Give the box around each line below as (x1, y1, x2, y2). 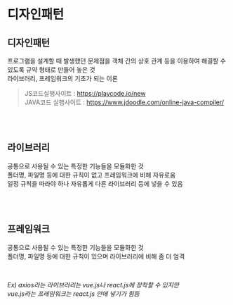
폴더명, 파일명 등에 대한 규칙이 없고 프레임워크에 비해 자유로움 (7, 170, 176, 179)
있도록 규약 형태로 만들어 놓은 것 (7, 66, 96, 74)
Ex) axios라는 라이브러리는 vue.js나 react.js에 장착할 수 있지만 (7, 280, 180, 289)
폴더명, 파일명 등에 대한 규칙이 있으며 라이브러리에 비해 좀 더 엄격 (7, 251, 185, 261)
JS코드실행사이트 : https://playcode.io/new (24, 89, 146, 97)
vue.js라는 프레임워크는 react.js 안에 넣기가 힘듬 (7, 290, 140, 298)
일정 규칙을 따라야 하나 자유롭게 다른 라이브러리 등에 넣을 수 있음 (7, 179, 184, 187)
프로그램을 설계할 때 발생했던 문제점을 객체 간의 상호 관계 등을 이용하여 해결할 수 (7, 57, 227, 65)
